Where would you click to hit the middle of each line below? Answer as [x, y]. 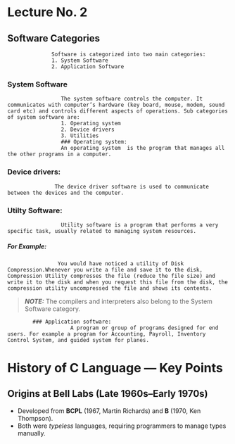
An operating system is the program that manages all [143, 148]
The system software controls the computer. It [132, 99]
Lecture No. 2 [47, 12]
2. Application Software [88, 67]
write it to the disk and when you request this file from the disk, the [118, 282]
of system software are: [44, 118]
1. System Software [80, 61]
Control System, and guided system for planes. [78, 340]
